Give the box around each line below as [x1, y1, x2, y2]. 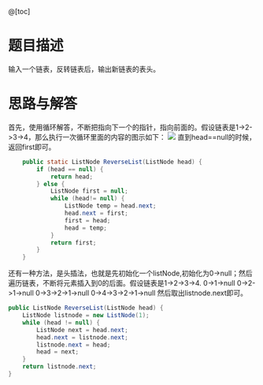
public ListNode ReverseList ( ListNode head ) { [8, 304, 164, 312]
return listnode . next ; [22, 363, 97, 371]
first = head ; [64, 216, 111, 224]
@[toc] [8, 7, 31, 16]
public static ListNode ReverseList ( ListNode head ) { [22, 158, 202, 166]
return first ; [50, 238, 97, 247]
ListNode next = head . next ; [36, 326, 128, 334]
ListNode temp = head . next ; [64, 202, 157, 210]
